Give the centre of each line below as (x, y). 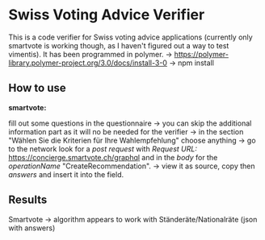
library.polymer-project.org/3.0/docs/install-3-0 (88, 63)
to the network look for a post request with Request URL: (103, 149)
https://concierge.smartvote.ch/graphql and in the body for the (113, 157)
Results (28, 200)
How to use (37, 88)
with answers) (32, 228)
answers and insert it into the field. (66, 174)
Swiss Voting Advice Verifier (107, 15)
